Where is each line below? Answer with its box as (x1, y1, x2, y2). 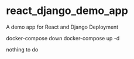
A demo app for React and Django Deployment (6, 23, 119, 30)
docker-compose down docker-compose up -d (6, 34, 120, 41)
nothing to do (6, 46, 39, 53)
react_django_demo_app (6, 4, 129, 18)
